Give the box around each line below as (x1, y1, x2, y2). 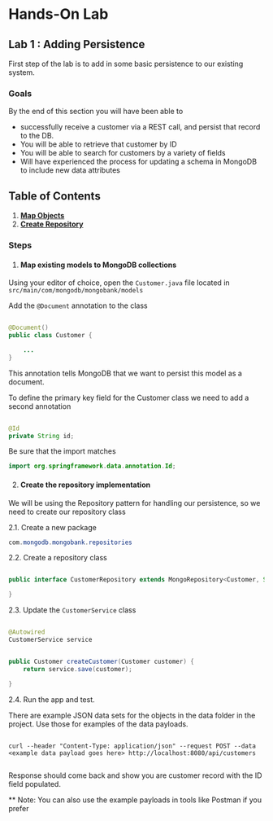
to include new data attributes (19, 165, 120, 175)
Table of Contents (8, 189, 102, 203)
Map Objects (19, 211, 65, 221)
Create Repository (19, 219, 84, 229)
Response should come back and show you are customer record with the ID (8, 771, 262, 780)
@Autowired (8, 628, 45, 636)
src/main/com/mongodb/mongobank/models (8, 287, 144, 295)
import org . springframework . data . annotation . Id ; (8, 462, 176, 471)
